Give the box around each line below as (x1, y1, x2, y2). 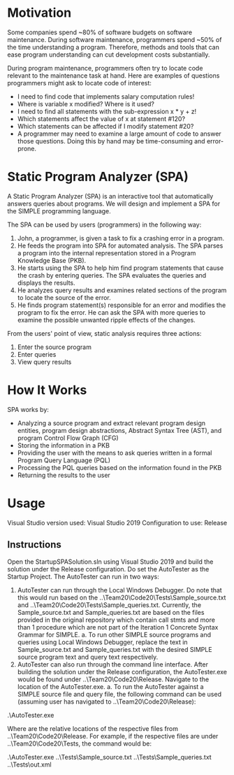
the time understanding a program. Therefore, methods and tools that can (7, 43, 220, 51)
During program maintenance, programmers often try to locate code (7, 64, 203, 72)
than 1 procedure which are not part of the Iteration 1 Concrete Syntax (17, 623, 219, 631)
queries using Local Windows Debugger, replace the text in (17, 638, 188, 646)
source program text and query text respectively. (17, 653, 159, 661)
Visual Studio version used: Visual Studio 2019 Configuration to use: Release (7, 518, 228, 527)
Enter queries (17, 350, 57, 358)
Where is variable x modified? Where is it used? (17, 99, 155, 108)
